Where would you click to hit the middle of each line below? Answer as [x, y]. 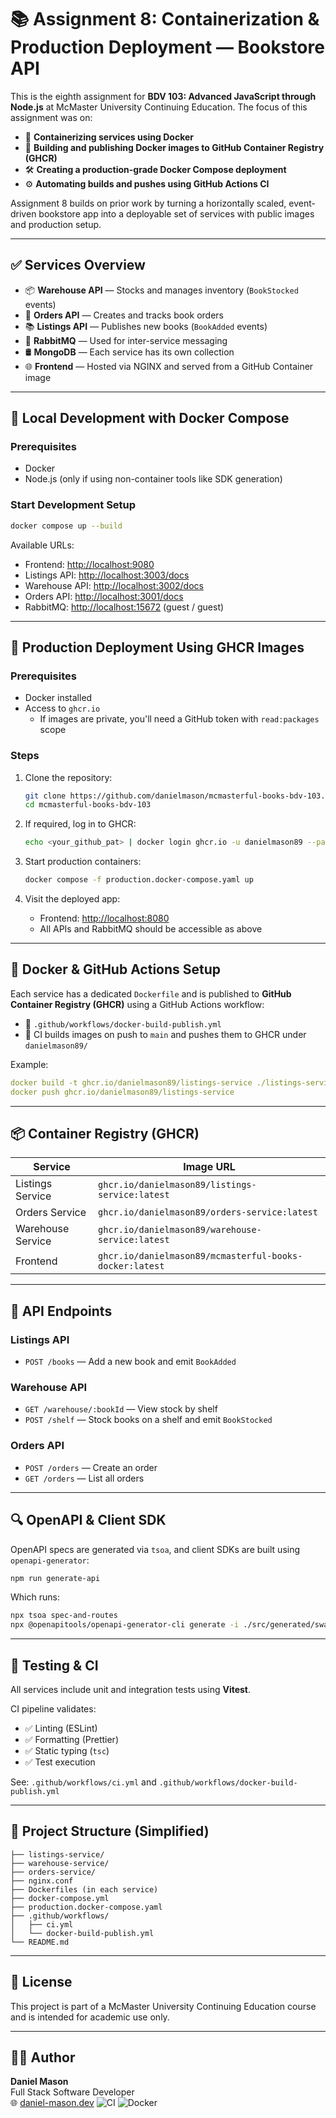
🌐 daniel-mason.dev [52, 2103]
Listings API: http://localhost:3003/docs [107, 575]
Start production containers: [83, 862]
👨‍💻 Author [43, 2057]
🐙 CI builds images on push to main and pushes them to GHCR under [165, 1034]
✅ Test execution [60, 1762]
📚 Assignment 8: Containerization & [165, 19]
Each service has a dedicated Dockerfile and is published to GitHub [151, 993]
